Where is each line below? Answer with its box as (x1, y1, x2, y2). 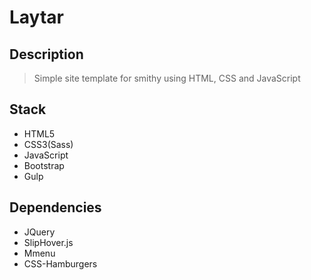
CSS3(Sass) (23, 138, 74, 150)
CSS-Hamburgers (23, 257, 98, 270)
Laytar (9, 6, 64, 29)
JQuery (23, 226, 56, 238)
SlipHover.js (23, 236, 74, 248)
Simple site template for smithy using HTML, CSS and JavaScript (33, 72, 301, 84)
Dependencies (9, 199, 102, 216)
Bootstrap (23, 159, 65, 171)
